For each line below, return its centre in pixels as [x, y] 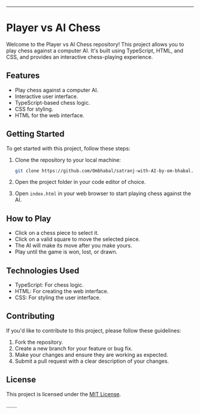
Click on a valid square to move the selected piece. [77, 239]
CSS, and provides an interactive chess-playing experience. [79, 57]
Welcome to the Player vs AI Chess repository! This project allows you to [95, 44]
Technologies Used [43, 270]
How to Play [29, 219]
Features [23, 76]
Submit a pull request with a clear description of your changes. [92, 361]
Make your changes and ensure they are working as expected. [91, 355]
